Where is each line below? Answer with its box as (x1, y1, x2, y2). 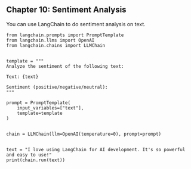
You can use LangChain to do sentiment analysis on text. (6, 20, 146, 27)
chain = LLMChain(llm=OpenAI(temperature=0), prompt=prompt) (6, 131, 162, 137)
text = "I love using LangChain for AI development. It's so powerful (6, 146, 186, 152)
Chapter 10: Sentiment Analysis (6, 5, 127, 15)
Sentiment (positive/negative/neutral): (6, 84, 109, 90)
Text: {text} (6, 74, 39, 80)
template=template (17, 110, 63, 116)
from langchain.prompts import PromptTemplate (6, 32, 124, 38)
